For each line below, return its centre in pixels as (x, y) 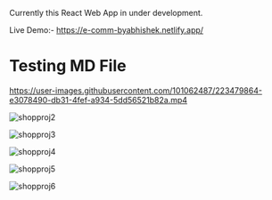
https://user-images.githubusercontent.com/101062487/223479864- (136, 90)
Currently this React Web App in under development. (106, 13)
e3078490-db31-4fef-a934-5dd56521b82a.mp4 (99, 100)
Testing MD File (68, 66)
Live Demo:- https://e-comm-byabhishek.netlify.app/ (106, 30)
